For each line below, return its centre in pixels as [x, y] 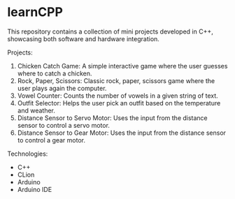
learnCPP [35, 12]
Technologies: [28, 154]
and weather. [36, 110]
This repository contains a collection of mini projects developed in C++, [110, 31]
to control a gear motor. [51, 140]
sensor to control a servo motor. [64, 125]
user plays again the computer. [62, 88]
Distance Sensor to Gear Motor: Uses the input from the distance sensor [121, 133]
